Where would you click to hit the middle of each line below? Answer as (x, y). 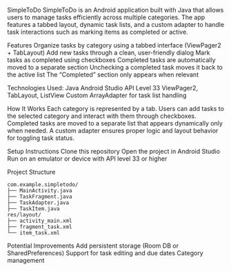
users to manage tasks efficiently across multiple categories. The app (106, 17)
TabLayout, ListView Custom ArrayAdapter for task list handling (97, 95)
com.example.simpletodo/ (43, 185)
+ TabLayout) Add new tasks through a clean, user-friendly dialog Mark (109, 52)
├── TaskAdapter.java (38, 203)
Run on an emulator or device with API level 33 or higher (87, 159)
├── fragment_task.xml (40, 227)
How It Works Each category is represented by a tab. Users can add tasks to (115, 109)
